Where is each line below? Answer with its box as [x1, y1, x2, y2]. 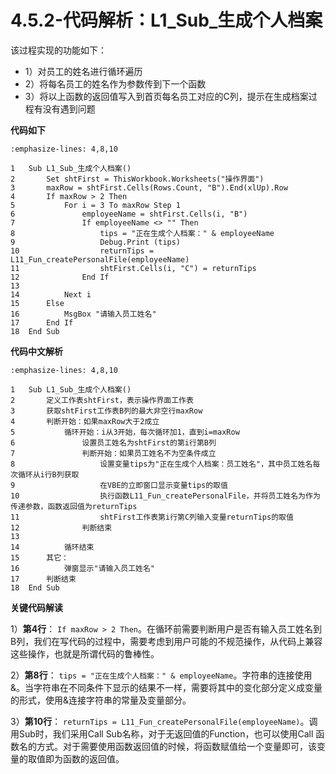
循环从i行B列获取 [17, 469, 80, 480]
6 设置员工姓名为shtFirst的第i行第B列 [10, 437, 217, 448]
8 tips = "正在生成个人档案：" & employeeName [10, 228, 275, 238]
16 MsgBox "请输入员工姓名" [10, 309, 157, 319]
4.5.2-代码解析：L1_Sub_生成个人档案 [10, 9, 323, 32]
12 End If [10, 272, 110, 282]
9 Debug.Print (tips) [10, 237, 182, 247]
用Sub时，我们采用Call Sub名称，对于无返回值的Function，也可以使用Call [10, 727, 314, 740]
